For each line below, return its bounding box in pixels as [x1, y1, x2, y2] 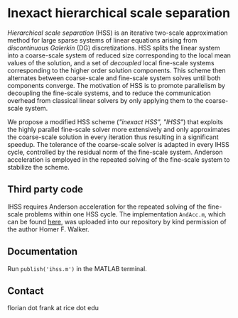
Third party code [7, 183, 84, 196]
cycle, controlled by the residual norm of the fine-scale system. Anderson [7, 148, 223, 156]
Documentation [7, 246, 78, 258]
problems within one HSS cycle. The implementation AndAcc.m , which [24, 209, 226, 218]
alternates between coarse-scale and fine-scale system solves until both [7, 73, 221, 82]
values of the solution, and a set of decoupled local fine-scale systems [7, 58, 215, 67]
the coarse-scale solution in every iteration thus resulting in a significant [7, 133, 219, 141]
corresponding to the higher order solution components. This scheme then [7, 66, 226, 75]
